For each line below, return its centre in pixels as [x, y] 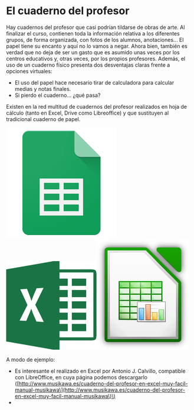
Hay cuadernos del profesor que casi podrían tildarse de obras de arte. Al [96, 27]
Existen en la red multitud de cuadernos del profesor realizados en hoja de [97, 106]
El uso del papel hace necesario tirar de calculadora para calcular [94, 82]
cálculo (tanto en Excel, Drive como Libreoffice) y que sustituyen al [88, 113]
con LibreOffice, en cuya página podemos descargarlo [81, 377]
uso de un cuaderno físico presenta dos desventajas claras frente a [88, 65]
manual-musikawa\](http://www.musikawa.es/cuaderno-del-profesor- [100, 390]
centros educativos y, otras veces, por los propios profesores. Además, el [96, 58]
